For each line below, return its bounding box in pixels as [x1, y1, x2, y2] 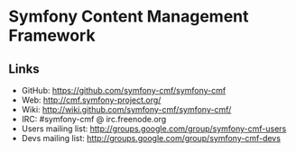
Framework [8, 25, 96, 46]
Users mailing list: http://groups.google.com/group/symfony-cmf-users [21, 123, 287, 134]
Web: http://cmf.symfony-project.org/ [21, 94, 162, 105]
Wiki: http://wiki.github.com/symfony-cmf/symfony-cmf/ [21, 104, 232, 114]
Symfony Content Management [8, 6, 249, 27]
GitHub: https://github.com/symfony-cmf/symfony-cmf [21, 85, 227, 95]
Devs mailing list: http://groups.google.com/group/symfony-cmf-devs [21, 133, 282, 143]
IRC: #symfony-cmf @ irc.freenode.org [21, 114, 167, 124]
